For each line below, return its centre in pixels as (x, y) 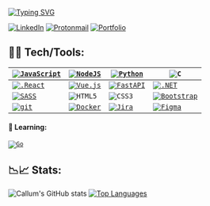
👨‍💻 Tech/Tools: (46, 53)
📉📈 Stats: (35, 170)
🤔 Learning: (28, 128)
